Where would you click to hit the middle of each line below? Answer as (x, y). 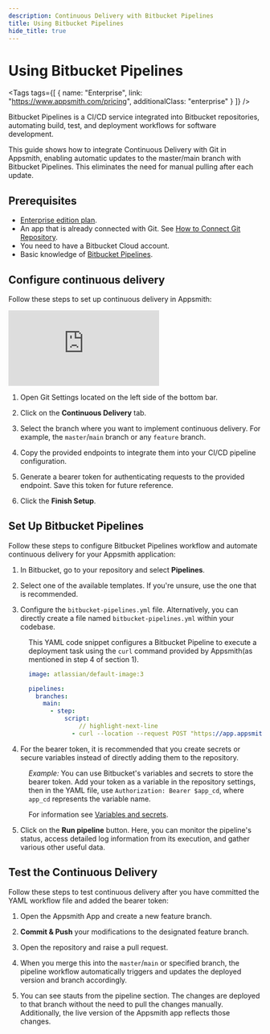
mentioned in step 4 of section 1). (84, 659)
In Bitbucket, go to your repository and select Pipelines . (112, 569)
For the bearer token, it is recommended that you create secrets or (130, 749)
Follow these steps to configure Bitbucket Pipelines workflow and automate (133, 545)
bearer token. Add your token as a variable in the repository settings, (142, 781)
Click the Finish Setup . (58, 501)
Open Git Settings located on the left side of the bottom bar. (119, 397)
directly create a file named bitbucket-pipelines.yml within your (127, 618)
